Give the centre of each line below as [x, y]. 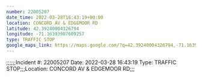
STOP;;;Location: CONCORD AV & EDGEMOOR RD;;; [71, 68]
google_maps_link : [29, 46]
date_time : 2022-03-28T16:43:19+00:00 [55, 17]
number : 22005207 [28, 12]
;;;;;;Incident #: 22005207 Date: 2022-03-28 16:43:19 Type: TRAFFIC [91, 62]
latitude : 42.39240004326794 [43, 28]
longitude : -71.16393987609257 [45, 34]
